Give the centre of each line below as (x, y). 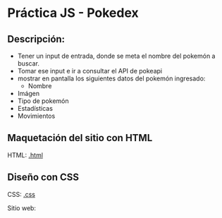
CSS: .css (21, 194)
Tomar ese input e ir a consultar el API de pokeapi (90, 71)
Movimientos (36, 116)
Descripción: (36, 39)
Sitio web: (22, 208)
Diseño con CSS (43, 177)
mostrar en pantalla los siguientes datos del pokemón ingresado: (111, 78)
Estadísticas (35, 108)
